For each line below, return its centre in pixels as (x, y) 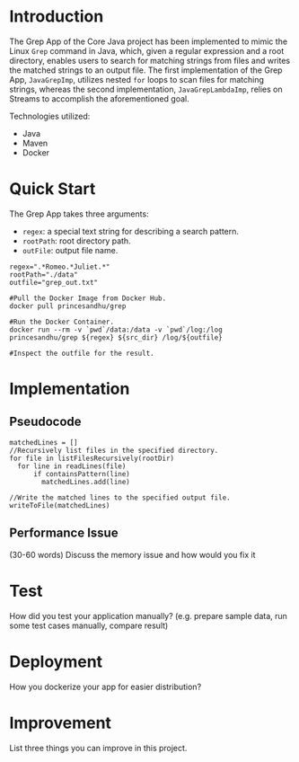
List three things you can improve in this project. (98, 748)
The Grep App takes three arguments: (79, 214)
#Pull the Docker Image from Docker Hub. (88, 298)
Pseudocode (46, 422)
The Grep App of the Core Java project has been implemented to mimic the (149, 41)
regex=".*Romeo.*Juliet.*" (60, 267)
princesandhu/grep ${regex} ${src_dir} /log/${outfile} (116, 337)
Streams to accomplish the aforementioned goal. (100, 98)
